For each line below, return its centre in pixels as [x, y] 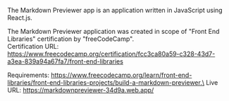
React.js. [20, 18]
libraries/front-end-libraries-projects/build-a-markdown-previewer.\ [106, 83]
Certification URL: [33, 46]
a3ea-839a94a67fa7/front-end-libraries [65, 61]
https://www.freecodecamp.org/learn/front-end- [121, 75]
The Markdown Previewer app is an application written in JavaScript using [115, 10]
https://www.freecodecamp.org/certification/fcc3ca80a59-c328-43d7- [111, 54]
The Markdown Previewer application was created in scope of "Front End [113, 31]
